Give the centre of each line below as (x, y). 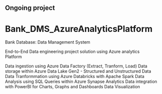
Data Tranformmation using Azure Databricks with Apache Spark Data (75, 77)
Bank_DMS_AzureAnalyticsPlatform (79, 29)
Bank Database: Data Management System (48, 42)
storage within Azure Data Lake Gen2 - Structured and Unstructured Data (78, 71)
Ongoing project (30, 8)
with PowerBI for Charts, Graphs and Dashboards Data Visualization (73, 87)
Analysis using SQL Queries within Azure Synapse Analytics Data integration (81, 81)
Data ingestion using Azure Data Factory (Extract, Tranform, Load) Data (76, 66)
